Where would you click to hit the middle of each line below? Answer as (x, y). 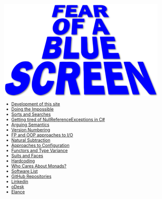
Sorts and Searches (31, 114)
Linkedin (20, 181)
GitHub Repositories (31, 177)
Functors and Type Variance (39, 151)
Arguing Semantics (30, 125)
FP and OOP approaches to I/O (42, 135)
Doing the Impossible (32, 109)
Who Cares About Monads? (39, 166)
